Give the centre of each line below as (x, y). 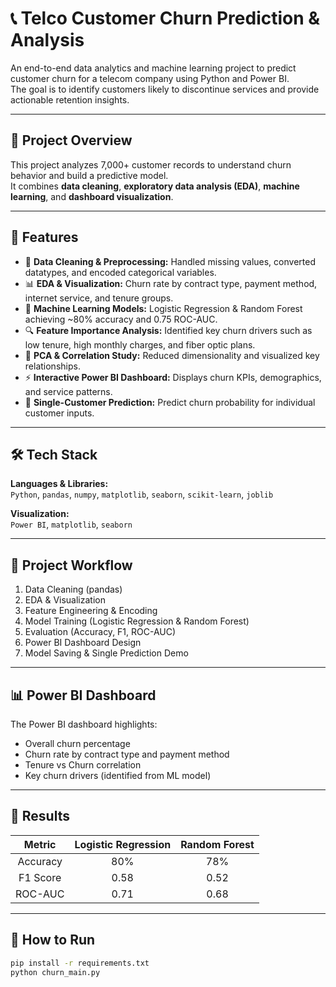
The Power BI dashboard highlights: (84, 724)
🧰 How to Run (53, 940)
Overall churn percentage (77, 743)
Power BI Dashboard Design (83, 643)
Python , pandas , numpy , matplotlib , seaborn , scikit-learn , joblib (142, 494)
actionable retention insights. (70, 99)
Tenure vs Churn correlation (83, 765)
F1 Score (40, 877)
